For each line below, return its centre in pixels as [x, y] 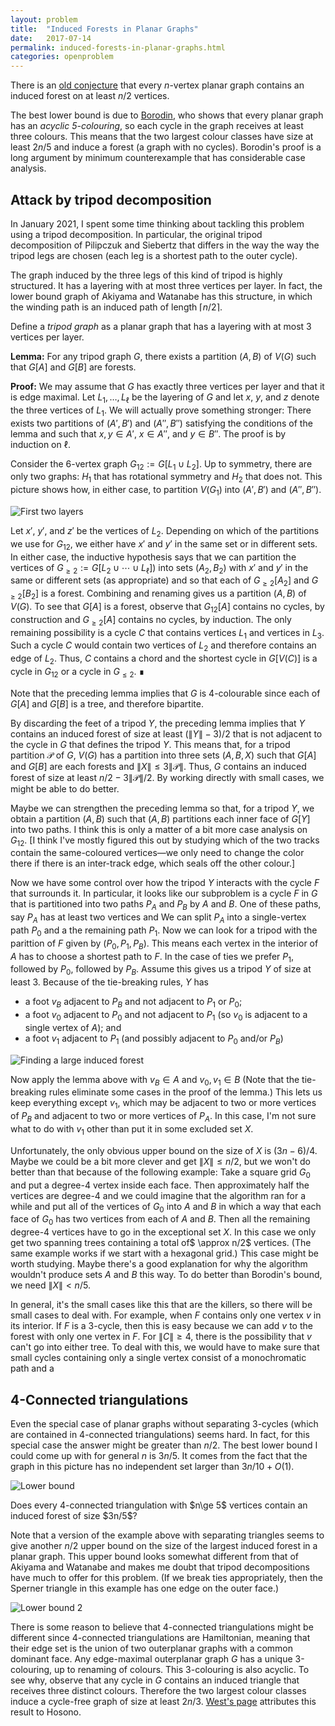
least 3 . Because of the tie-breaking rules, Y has [109, 982]
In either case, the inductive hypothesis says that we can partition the [153, 557]
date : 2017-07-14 [51, 38]
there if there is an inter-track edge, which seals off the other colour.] [153, 863]
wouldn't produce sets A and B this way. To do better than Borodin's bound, [166, 1275]
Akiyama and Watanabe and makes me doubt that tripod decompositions [160, 1567]
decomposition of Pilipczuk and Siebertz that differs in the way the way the [165, 245]
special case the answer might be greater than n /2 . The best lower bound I [164, 1445]
